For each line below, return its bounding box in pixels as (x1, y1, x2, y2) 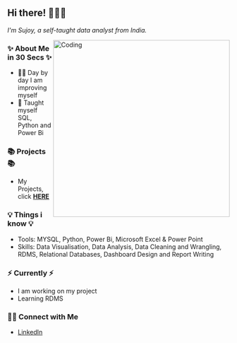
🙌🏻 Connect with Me (7, 312, 79, 322)
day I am (17, 76, 43, 85)
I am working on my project (17, 287, 97, 295)
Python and (17, 121, 51, 129)
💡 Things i (7, 210, 42, 220)
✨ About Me (7, 43, 49, 53)
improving (17, 83, 47, 92)
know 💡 (7, 219, 34, 228)
